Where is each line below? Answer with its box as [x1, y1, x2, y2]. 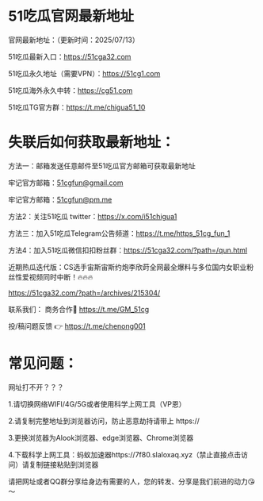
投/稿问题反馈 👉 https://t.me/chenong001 [8, 321, 146, 330]
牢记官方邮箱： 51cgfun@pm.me [8, 195, 112, 204]
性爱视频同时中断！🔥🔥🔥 [14, 272, 93, 282]
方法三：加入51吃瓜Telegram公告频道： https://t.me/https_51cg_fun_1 [8, 228, 231, 238]
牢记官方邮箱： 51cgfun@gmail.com [8, 178, 124, 187]
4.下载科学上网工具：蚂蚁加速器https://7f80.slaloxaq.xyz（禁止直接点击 [8, 449, 242, 459]
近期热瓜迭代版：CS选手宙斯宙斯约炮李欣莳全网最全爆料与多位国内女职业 [8, 262, 247, 272]
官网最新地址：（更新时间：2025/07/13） [8, 35, 140, 44]
